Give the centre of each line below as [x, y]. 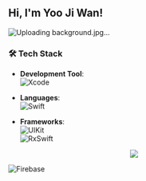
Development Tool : [52, 74]
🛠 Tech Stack [36, 53]
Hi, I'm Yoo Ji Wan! [56, 13]
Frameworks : [42, 122]
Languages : [40, 98]
